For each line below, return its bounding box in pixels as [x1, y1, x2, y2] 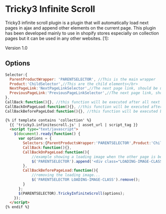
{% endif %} [5, 205, 30, 210]
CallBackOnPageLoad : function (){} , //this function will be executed [5, 104, 149, 109]
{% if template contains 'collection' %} [5, 118, 92, 122]
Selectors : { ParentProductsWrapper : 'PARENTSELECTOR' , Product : [23, 141, 152, 146]
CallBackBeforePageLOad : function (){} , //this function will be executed [5, 109, 158, 114]
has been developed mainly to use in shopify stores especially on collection [5, 30, 159, 36]
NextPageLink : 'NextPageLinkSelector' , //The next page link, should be [9, 86, 158, 91]
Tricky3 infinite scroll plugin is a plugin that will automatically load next [5, 20, 149, 26]
